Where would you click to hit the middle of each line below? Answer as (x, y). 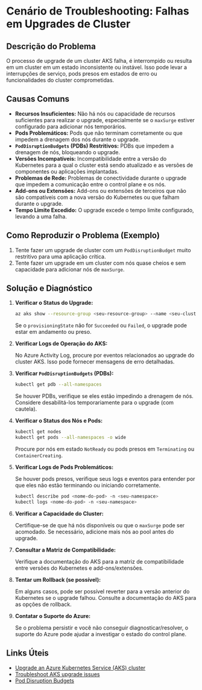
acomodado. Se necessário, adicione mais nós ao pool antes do (94, 532)
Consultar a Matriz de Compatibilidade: (65, 550)
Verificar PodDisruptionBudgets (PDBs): (64, 374)
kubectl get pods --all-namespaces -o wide (71, 438)
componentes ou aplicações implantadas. (67, 171)
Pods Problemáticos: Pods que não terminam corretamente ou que (99, 133)
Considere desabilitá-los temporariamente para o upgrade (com (94, 403)
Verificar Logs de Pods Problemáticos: (64, 467)
